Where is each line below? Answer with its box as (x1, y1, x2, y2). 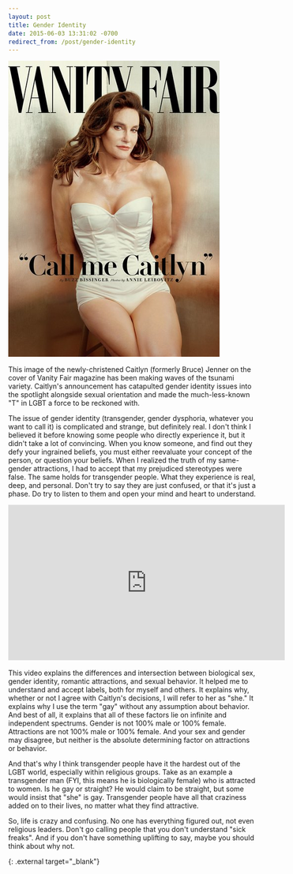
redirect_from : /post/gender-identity (8, 38, 136, 46)
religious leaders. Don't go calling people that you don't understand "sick (8, 825, 246, 835)
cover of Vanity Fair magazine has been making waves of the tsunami (8, 373, 235, 383)
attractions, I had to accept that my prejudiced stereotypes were (32, 464, 242, 474)
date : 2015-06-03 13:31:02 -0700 (8, 29, 118, 37)
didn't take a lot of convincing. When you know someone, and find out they (8, 439, 253, 448)
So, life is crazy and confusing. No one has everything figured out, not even (8, 816, 254, 826)
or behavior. (8, 744, 47, 753)
